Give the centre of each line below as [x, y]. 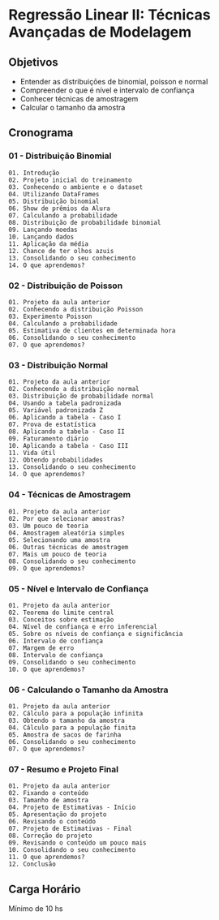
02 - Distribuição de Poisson [66, 286]
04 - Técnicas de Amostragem [70, 495]
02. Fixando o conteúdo [49, 793]
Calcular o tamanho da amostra [73, 107]
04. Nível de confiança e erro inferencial [83, 626]
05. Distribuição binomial [54, 201]
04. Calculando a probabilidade [63, 323]
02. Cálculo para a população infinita [76, 714]
